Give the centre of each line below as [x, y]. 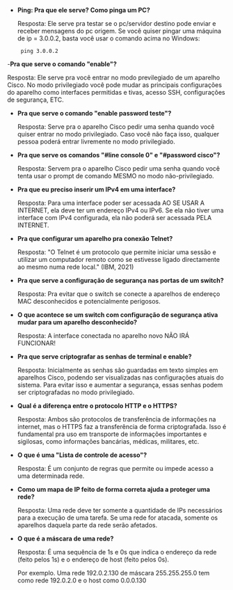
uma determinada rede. [51, 476]
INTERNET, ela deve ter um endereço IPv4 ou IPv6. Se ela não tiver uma [120, 210]
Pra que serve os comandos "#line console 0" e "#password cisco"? [119, 155]
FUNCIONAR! [36, 343]
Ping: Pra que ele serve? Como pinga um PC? [84, 10]
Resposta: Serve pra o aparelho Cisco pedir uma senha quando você [116, 127]
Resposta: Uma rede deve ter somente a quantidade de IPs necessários [120, 510]
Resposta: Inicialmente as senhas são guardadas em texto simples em [118, 370]
